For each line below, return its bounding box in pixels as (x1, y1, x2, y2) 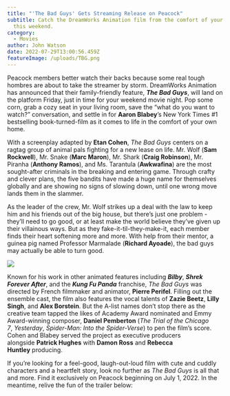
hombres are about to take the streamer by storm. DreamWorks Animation (7, 80, 217, 89)
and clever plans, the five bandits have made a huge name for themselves (7, 175, 217, 183)
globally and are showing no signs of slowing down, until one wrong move (7, 181, 218, 190)
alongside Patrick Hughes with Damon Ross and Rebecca (7, 338, 174, 346)
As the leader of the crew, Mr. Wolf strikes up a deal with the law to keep (7, 202, 213, 210)
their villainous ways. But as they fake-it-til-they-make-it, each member (7, 224, 210, 232)
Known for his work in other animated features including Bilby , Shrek (7, 272, 203, 280)
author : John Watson (7, 42, 67, 49)
